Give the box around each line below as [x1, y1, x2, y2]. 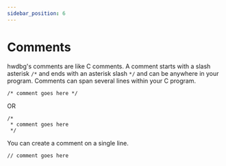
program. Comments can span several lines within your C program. [7, 77, 197, 85]
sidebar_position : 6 [7, 10, 66, 17]
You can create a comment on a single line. [7, 139, 129, 147]
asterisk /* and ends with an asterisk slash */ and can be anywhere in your [7, 69, 219, 77]
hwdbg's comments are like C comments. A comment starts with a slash [7, 62, 211, 70]
